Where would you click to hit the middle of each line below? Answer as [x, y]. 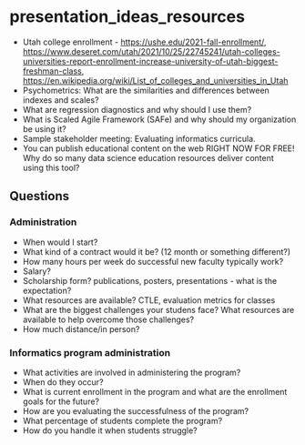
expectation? [47, 290]
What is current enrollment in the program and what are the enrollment [155, 391]
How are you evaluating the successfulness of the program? [135, 410]
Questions [40, 196]
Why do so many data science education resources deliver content [148, 157]
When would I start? [60, 242]
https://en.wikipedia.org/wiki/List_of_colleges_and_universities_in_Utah [155, 80]
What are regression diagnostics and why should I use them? [137, 109]
